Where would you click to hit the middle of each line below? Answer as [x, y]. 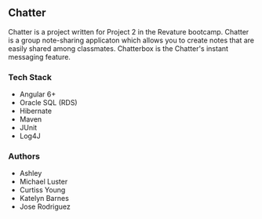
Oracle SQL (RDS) [48, 103]
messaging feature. [39, 57]
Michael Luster [44, 182]
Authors [24, 156]
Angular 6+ [38, 94]
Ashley [31, 173]
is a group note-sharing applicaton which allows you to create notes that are [131, 40]
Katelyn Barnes [44, 199]
